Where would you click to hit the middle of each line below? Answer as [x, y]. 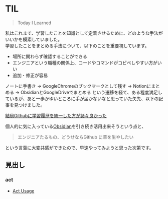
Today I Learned [34, 23]
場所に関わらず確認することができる [50, 56]
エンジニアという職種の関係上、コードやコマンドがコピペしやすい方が [85, 62]
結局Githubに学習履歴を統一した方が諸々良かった [56, 115]
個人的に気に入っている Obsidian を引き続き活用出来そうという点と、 [76, 126]
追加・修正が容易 [30, 75]
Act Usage [23, 191]
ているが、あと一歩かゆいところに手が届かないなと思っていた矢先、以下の [82, 98]
